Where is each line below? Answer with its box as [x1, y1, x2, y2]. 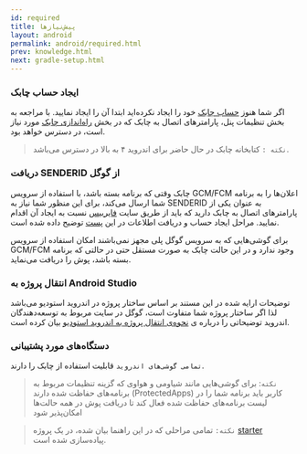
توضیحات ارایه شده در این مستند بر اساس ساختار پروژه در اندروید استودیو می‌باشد [10, 297, 291, 308]
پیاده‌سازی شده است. [32, 435, 107, 446]
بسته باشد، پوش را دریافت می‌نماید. [10, 253, 132, 265]
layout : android [10, 30, 72, 39]
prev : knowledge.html [10, 48, 93, 57]
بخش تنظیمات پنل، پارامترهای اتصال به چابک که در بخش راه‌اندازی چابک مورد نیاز [10, 116, 285, 128]
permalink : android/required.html [10, 38, 143, 48]
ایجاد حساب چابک [10, 86, 79, 99]
